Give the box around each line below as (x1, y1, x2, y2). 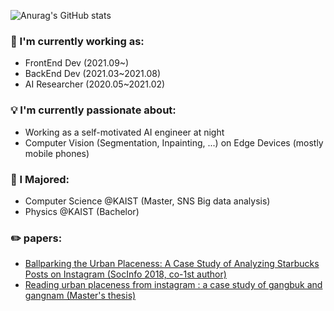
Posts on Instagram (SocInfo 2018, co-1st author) (24, 268, 227, 280)
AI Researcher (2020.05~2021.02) (24, 78, 166, 90)
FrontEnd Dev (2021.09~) (24, 57, 130, 69)
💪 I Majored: (10, 172, 70, 186)
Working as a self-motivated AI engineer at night (24, 126, 225, 138)
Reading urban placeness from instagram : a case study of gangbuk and (24, 279, 323, 291)
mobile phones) (24, 147, 90, 159)
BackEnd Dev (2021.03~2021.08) (24, 68, 162, 80)
